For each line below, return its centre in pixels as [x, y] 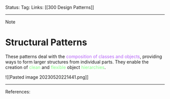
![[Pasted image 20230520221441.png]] [47, 77]
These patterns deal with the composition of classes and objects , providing [84, 56]
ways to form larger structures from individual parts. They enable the [77, 62]
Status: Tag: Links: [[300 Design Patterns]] [50, 7]
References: [18, 91]
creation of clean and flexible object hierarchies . [56, 67]
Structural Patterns [46, 42]
